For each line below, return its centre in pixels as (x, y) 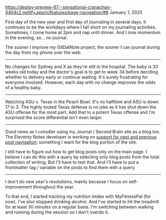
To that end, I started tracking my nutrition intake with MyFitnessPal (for (78, 196)
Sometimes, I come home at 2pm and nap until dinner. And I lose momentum (83, 32)
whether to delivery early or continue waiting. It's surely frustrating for (77, 77)
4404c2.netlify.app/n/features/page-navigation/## (57, 12)
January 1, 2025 (126, 12)
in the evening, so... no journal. (37, 37)
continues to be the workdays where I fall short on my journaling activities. (81, 27)
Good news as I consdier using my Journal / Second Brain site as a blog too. (83, 132)
